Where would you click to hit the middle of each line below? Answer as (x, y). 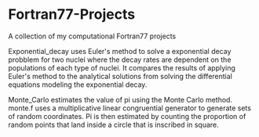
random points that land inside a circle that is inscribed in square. (114, 124)
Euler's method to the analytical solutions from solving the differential (120, 76)
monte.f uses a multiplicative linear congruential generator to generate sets (129, 108)
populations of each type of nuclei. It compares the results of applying (122, 67)
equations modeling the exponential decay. (78, 85)
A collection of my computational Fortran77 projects (92, 36)
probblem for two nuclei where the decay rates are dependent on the (120, 59)
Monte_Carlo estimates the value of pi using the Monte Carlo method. (120, 99)
